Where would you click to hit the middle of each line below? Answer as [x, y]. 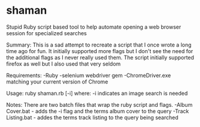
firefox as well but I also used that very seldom [64, 64]
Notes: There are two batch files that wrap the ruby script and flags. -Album [99, 104]
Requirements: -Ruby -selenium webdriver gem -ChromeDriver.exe [89, 75]
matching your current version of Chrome [57, 82]
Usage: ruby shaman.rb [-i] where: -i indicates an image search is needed [97, 93]
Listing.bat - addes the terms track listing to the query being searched [92, 117]
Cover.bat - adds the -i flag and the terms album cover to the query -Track [98, 111]
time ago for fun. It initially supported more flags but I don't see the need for [100, 51]
